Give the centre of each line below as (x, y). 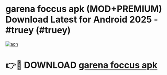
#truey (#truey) (38, 30)
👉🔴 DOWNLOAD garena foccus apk (81, 65)
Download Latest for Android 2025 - (82, 20)
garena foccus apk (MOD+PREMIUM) (84, 9)
